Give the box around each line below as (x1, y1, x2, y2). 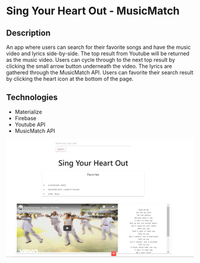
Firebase (14, 114, 37, 121)
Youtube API (14, 121, 46, 128)
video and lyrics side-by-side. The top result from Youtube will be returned (6, 50, 189, 57)
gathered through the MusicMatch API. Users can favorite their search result (6, 69, 193, 76)
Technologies (6, 92, 58, 102)
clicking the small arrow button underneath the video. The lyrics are (6, 62, 173, 70)
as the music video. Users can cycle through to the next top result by (6, 57, 176, 63)
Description (6, 28, 51, 38)
